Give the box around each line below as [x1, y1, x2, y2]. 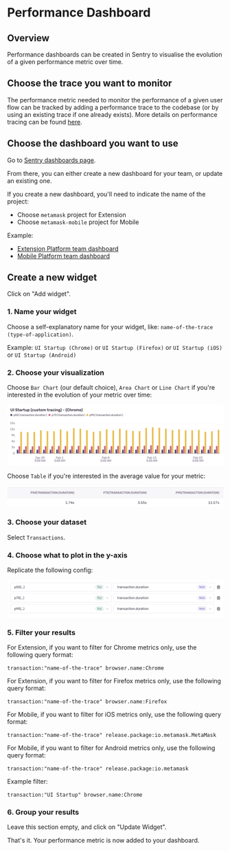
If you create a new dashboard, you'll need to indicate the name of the [7, 190, 206, 198]
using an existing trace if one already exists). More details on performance [7, 110, 218, 118]
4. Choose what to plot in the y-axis [7, 550, 128, 560]
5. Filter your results [7, 628, 76, 637]
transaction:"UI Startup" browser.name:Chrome [7, 792, 143, 799]
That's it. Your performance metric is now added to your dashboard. [7, 837, 200, 845]
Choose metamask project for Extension [16, 210, 126, 219]
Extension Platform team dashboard [16, 244, 119, 252]
